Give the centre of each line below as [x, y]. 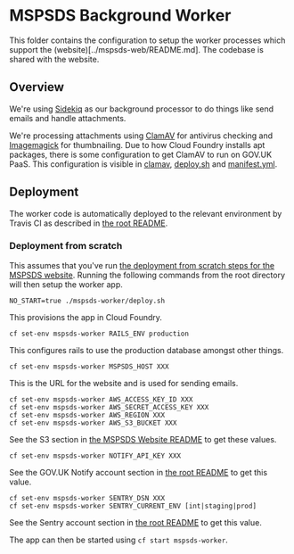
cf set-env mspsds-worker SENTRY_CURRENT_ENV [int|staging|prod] [133, 506]
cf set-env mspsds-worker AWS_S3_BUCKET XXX [93, 423]
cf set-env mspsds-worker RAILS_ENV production [99, 334]
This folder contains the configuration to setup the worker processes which [147, 40]
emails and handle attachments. [68, 118]
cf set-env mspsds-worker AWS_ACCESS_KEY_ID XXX [101, 399]
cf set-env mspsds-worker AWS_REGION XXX [87, 415]
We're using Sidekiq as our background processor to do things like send [142, 109]
